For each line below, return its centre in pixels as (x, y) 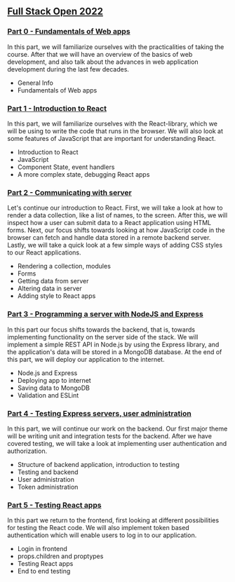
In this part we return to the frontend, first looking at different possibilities (113, 520)
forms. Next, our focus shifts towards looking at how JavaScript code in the (116, 230)
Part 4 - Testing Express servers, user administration (99, 413)
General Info (35, 83)
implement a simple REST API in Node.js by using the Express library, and (113, 344)
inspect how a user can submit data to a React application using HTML (109, 223)
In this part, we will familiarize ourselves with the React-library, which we (112, 123)
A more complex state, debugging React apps (83, 174)
